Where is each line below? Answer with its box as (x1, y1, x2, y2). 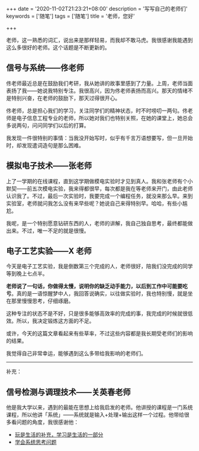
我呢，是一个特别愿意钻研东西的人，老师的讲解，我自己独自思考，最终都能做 (6, 219, 193, 226)
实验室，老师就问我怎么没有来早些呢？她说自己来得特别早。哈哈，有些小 (6, 200, 182, 207)
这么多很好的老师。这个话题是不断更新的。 (6, 44, 110, 51)
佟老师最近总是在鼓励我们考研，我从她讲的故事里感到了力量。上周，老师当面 (6, 79, 193, 87)
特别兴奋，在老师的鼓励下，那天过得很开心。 (11, 94, 120, 102)
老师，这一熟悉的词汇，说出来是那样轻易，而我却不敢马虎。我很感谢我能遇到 (6, 37, 193, 43)
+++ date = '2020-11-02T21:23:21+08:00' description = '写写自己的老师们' (6, 5, 188, 12)
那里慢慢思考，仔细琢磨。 (11, 297, 74, 304)
